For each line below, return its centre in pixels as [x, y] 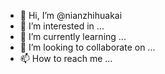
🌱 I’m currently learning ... [73, 36]
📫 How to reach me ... [66, 58]
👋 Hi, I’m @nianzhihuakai [71, 15]
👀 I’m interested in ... [62, 26]
